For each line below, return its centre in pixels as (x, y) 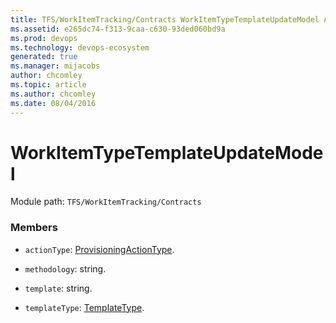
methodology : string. (65, 268)
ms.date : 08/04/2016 (53, 103)
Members (34, 228)
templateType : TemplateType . (84, 307)
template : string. (58, 288)
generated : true (44, 57)
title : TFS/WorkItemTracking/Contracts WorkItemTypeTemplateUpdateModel (165, 19)
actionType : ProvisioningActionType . (99, 249)
